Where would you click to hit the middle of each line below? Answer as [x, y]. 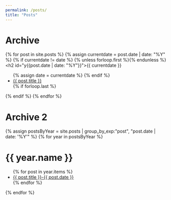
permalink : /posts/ [26, 10]
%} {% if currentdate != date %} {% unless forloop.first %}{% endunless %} [86, 60]
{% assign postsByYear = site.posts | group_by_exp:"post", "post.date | [80, 131]
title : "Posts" [22, 15]
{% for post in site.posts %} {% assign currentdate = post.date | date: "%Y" [85, 54]
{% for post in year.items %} [43, 172]
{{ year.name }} [39, 158]
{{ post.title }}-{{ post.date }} [43, 177]
